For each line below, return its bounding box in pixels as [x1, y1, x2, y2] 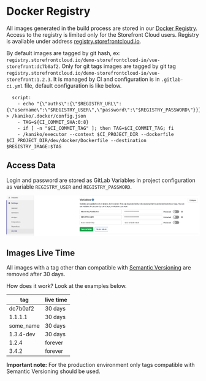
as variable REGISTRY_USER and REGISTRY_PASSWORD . [6, 183, 132, 190]
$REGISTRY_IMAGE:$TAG [6, 143, 62, 149]
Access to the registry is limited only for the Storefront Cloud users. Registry [6, 31, 199, 38]
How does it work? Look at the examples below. [6, 282, 127, 290]
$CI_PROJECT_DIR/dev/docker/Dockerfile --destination [6, 137, 147, 143]
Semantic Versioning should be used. [6, 368, 101, 375]
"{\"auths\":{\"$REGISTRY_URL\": [36, 100, 122, 107]
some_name [9, 322, 40, 329]
